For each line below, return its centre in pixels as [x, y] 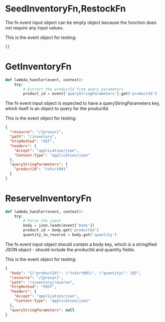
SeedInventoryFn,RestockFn [66, 9]
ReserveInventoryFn [48, 198]
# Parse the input [42, 221]
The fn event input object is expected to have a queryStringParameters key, [83, 103]
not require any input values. [34, 27]
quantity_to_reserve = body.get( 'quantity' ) [70, 235]
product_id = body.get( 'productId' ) [61, 230]
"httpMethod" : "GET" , [32, 141]
